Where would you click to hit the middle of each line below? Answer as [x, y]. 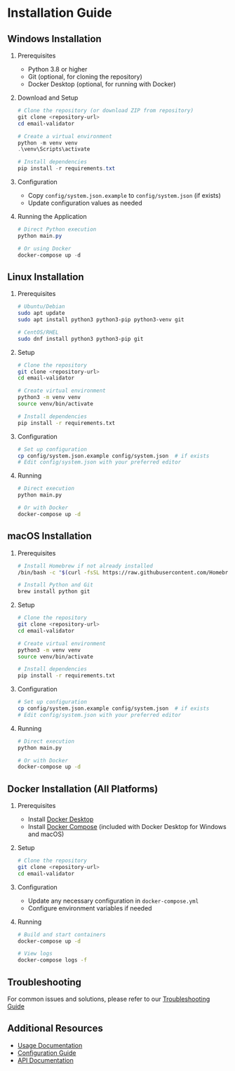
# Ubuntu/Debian [41, 307]
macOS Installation [50, 536]
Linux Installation [46, 277]
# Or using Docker [44, 248]
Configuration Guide [47, 1053]
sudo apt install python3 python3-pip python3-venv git [101, 320]
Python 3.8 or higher [58, 69]
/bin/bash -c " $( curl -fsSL [59, 572]
